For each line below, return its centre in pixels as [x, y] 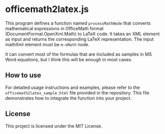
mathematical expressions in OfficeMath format [55, 28]
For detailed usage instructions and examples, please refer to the [72, 87]
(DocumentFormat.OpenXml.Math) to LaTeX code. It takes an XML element [82, 34]
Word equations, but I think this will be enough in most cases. [69, 59]
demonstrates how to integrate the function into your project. [68, 98]
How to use [23, 76]
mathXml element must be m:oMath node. [47, 44]
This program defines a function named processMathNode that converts [78, 23]
